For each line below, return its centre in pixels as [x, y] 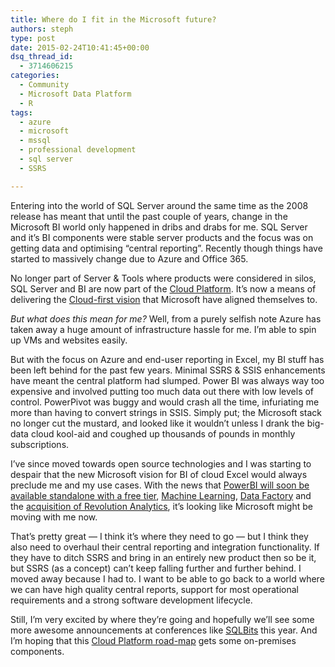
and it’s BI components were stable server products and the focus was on [162, 237]
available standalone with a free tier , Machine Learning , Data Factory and [161, 495]
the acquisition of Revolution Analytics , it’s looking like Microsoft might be [161, 506]
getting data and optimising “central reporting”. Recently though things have [166, 248]
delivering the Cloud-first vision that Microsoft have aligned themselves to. [164, 299]
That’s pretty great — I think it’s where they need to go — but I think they [159, 536]
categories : [35, 76]
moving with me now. [54, 517]
